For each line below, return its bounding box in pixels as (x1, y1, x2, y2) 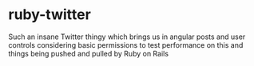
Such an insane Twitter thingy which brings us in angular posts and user (8, 32, 246, 41)
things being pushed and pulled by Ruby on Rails (8, 49, 169, 58)
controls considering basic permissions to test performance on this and (8, 40, 244, 49)
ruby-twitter (8, 6, 92, 24)
